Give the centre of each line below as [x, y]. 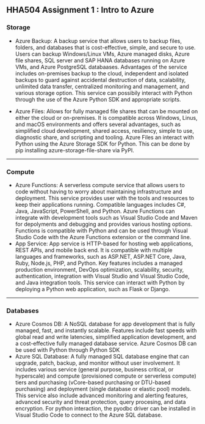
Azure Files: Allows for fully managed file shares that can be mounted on [106, 111]
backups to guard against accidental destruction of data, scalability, [100, 80]
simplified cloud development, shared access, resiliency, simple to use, [104, 130]
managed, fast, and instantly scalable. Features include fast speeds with [106, 330]
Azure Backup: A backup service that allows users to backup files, [98, 41]
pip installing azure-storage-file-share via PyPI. [74, 150]
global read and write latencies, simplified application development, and [106, 337]
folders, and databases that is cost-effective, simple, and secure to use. [106, 47]
